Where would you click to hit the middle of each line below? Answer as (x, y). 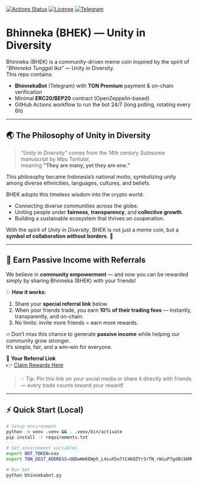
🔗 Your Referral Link (31, 358)
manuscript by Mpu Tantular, (55, 159)
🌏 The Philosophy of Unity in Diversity (79, 136)
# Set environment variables (42, 448)
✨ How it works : (26, 292)
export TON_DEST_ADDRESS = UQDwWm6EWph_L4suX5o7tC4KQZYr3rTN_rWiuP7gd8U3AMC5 (101, 459)
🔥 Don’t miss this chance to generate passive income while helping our (93, 334)
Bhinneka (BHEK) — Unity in (76, 33)
